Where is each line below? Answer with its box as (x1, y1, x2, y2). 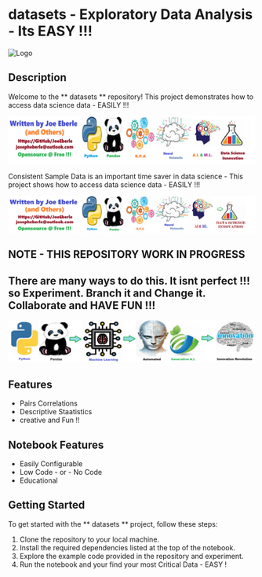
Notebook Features (8, 438, 104, 451)
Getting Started (8, 498, 86, 512)
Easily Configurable (19, 458, 83, 469)
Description (8, 71, 67, 84)
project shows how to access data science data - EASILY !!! (8, 180, 201, 189)
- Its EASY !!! (8, 22, 93, 40)
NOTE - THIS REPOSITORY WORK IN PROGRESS (8, 248, 246, 261)
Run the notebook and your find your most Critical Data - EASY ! (19, 560, 227, 569)
